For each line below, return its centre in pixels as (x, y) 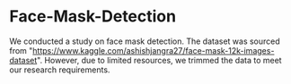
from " (21, 50)
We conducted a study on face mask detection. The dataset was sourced (145, 41)
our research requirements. (60, 70)
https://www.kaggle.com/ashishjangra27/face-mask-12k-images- (154, 50)
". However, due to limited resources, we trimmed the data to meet (159, 60)
